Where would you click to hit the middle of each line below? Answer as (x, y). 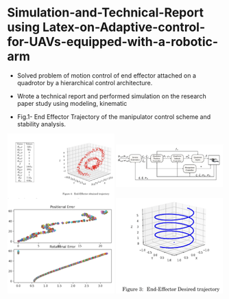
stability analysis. (41, 124)
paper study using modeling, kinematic (72, 103)
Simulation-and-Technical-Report (106, 13)
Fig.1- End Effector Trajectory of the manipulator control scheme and (114, 117)
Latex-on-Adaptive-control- (124, 27)
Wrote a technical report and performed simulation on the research (112, 96)
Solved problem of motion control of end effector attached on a (107, 75)
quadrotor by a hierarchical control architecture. (85, 82)
